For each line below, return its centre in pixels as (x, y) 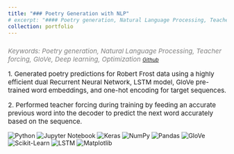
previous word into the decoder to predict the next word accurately (111, 113)
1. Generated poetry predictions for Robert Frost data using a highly (111, 74)
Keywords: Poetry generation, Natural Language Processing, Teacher (115, 51)
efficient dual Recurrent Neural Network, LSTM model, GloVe (101, 82)
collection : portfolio (41, 26)
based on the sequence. (45, 122)
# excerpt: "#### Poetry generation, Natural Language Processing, (108, 20)
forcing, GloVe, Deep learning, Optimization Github (83, 59)
